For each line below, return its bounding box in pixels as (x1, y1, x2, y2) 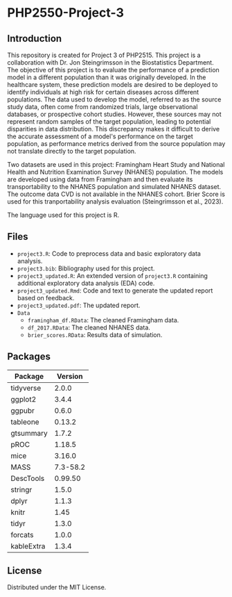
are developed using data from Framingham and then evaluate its (7, 175, 193, 183)
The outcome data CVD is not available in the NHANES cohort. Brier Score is (7, 190, 225, 198)
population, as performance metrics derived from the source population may (7, 140, 226, 147)
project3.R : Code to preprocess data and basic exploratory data (17, 249, 201, 258)
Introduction (7, 33, 62, 44)
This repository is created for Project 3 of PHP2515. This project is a (7, 51, 201, 59)
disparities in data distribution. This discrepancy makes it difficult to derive (7, 125, 220, 133)
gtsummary (10, 428, 48, 438)
